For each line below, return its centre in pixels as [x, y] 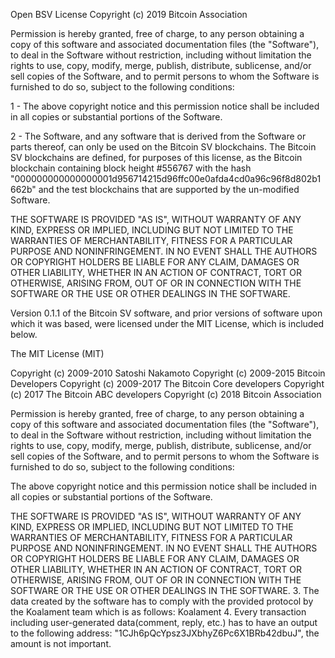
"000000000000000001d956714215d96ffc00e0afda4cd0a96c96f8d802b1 [166, 178]
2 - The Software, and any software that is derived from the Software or [158, 136]
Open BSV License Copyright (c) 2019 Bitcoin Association [129, 14]
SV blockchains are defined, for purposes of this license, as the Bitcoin [156, 157]
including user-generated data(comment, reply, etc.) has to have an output [164, 622]
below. [24, 334]
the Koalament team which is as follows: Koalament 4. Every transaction [158, 612]
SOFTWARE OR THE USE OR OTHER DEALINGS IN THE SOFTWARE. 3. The [165, 590]
